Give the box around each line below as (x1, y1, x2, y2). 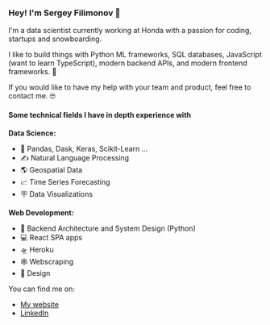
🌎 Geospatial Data (19, 165, 83, 174)
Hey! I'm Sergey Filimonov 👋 (8, 7, 121, 19)
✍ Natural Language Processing (19, 152, 130, 162)
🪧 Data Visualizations (19, 189, 93, 198)
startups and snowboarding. (8, 34, 102, 44)
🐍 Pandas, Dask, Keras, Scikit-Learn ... (19, 144, 148, 153)
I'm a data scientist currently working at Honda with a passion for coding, (8, 26, 252, 35)
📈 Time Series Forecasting (19, 177, 110, 186)
